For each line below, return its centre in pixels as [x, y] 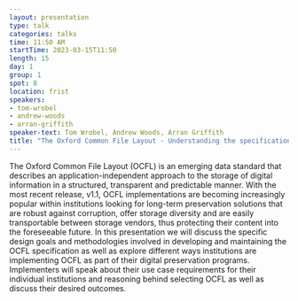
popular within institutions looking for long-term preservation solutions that [146, 204]
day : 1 [21, 67]
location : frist [39, 91]
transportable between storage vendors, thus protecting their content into [144, 222]
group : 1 [25, 75]
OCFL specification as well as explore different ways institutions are [133, 251]
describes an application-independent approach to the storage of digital [141, 175]
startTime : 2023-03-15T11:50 [63, 50]
